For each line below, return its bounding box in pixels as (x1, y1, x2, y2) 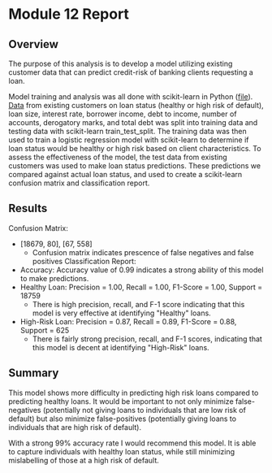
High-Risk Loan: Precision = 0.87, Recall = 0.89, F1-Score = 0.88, (19, 316, 237, 326)
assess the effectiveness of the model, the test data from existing (8, 152, 227, 162)
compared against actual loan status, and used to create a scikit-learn (8, 170, 243, 179)
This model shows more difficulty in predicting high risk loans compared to (8, 388, 259, 397)
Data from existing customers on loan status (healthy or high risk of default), (8, 101, 264, 110)
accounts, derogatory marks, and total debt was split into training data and (8, 118, 258, 127)
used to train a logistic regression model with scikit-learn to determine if (8, 135, 249, 145)
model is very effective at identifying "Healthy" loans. (32, 308, 211, 318)
